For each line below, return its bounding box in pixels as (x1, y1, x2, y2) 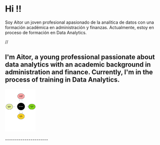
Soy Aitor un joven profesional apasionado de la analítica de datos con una (5, 19, 154, 25)
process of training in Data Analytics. (5, 76, 120, 84)
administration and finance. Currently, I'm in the (5, 68, 153, 76)
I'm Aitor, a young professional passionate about (5, 53, 155, 61)
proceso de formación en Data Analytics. (5, 29, 87, 35)
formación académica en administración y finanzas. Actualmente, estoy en (5, 24, 154, 30)
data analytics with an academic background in (5, 60, 151, 69)
